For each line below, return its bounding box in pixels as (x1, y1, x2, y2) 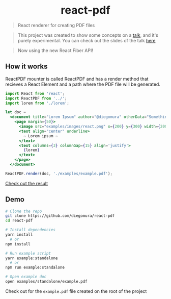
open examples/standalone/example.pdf (5, 279, 88, 284)
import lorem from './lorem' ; (5, 101, 70, 106)
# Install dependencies (5, 228, 56, 233)
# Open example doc (5, 274, 47, 280)
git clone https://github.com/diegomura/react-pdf (5, 213, 115, 218)
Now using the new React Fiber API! (17, 47, 93, 54)
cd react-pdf (5, 218, 33, 223)
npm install (5, 241, 31, 246)
